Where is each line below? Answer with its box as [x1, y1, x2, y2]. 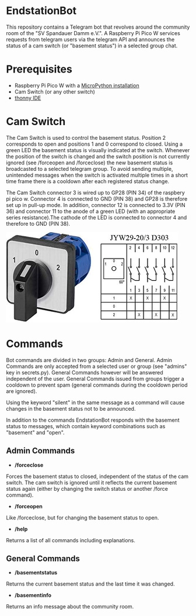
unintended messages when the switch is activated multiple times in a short [6, 171, 188, 178]
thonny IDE [14, 94, 41, 101]
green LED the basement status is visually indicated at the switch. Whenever [6, 146, 190, 153]
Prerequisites [6, 63, 73, 76]
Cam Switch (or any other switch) [14, 88, 95, 95]
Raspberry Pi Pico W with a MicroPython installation [14, 82, 139, 89]
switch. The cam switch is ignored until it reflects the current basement [6, 479, 177, 486]
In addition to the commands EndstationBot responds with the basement [6, 417, 180, 424]
